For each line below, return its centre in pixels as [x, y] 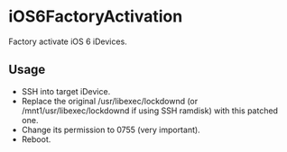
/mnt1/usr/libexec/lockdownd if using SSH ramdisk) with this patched [150, 111]
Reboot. [36, 139]
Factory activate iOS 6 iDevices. [68, 41]
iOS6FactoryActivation [96, 17]
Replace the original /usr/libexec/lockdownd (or [110, 101]
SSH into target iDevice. [66, 91]
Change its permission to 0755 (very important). [111, 130]
